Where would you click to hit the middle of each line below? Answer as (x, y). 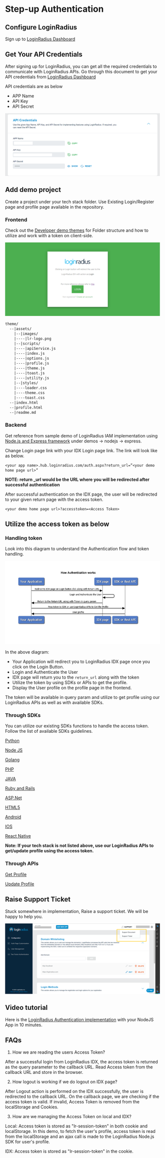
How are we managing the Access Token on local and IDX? (72, 1116)
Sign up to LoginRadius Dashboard (40, 39)
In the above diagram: (27, 652)
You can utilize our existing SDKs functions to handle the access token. (77, 726)
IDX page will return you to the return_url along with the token (76, 677)
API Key (20, 101)
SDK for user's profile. (27, 1142)
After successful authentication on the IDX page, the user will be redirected (81, 494)
